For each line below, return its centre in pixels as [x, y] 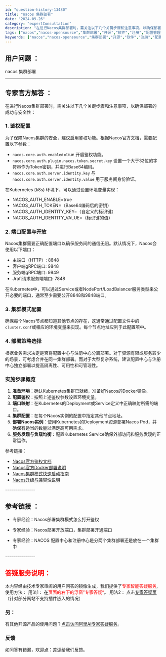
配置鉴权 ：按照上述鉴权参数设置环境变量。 [56, 397]
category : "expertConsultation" [38, 23]
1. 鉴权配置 [18, 126]
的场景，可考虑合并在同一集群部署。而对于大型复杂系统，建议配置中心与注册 [83, 359]
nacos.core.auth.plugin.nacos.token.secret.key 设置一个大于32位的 [83, 161]
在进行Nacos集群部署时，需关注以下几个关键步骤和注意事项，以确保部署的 [81, 106]
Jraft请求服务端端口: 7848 [39, 279]
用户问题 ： [22, 59]
